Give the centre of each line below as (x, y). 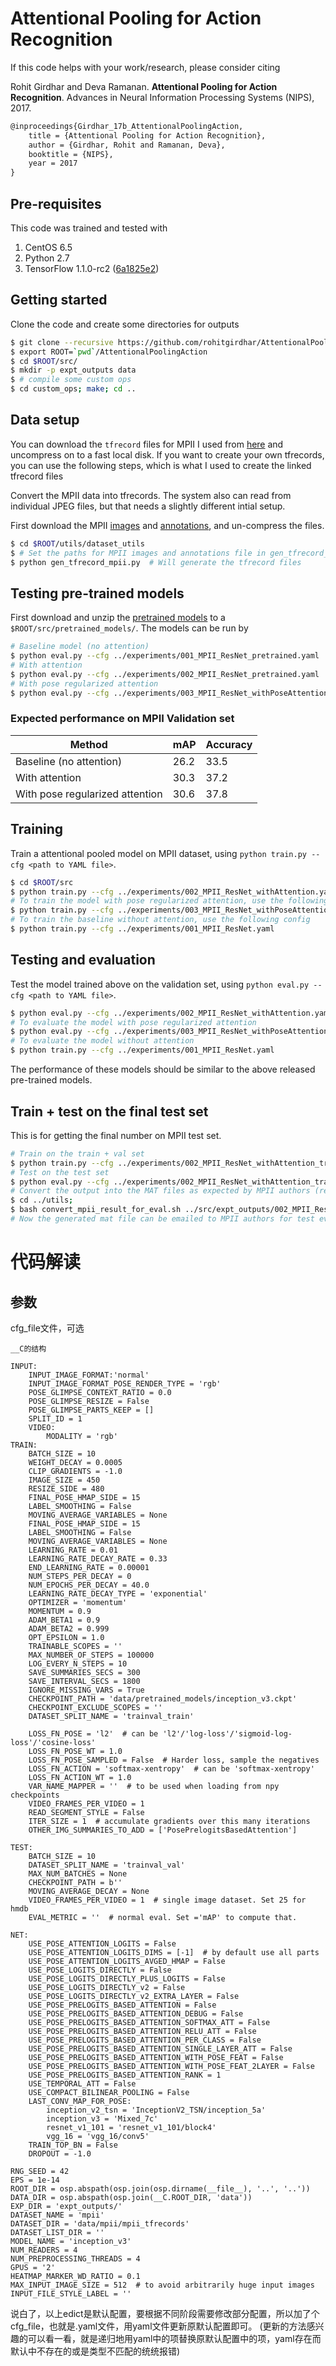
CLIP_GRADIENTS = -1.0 (75, 1471)
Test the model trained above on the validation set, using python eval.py (160, 984)
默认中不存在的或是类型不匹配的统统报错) (95, 2351)
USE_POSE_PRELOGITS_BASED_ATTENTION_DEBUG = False (136, 2013)
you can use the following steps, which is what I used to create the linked (161, 465)
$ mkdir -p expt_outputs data (73, 370)
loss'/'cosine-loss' (53, 1742)
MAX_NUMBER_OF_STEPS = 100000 (91, 1655)
